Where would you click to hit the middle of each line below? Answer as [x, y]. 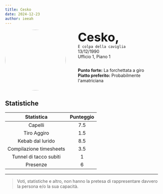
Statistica [36, 117]
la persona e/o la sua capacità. [48, 186]
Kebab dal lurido [36, 141]
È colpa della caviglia [102, 47]
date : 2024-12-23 [23, 14]
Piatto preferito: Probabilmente [109, 75]
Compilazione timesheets [36, 149]
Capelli [36, 125]
